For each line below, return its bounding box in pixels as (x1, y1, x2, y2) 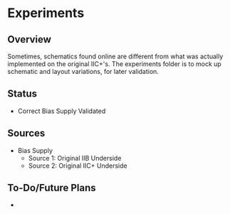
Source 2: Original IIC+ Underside (28, 161, 127, 170)
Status (7, 87, 38, 100)
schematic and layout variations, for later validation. (7, 68, 159, 75)
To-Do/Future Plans (7, 182, 96, 194)
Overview (7, 33, 52, 46)
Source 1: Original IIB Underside (28, 154, 122, 162)
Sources (7, 127, 46, 139)
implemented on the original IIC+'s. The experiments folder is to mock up (7, 60, 222, 68)
